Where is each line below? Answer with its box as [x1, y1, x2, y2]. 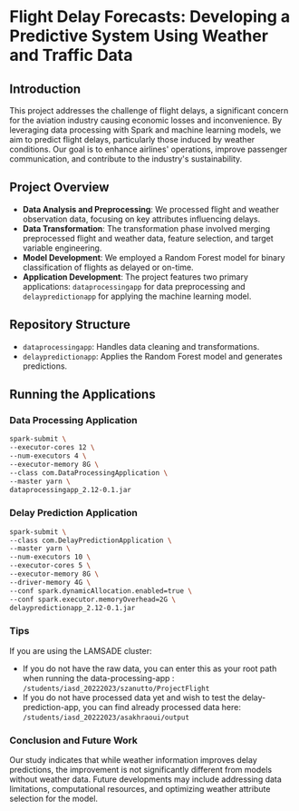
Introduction [9, 81, 82, 96]
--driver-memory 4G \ [9, 578, 92, 587]
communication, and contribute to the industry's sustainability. [9, 153, 243, 164]
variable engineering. [22, 242, 102, 253]
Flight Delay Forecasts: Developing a [9, 6, 291, 27]
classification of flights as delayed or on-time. [22, 262, 194, 272]
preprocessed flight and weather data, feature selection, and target [22, 232, 274, 243]
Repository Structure [9, 317, 131, 332]
